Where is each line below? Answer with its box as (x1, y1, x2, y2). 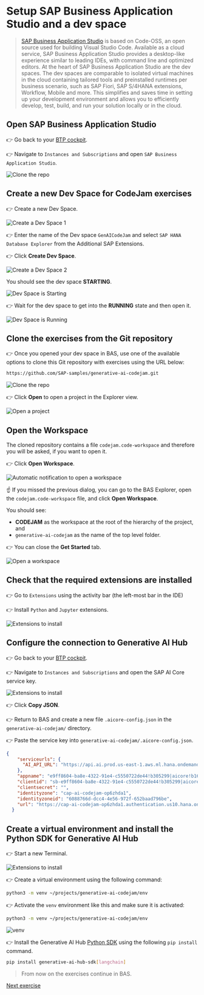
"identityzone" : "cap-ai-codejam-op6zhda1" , (17, 790, 132, 796)
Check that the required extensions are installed (6, 575, 192, 586)
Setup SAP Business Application (6, 4, 173, 18)
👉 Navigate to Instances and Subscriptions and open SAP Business (6, 150, 177, 157)
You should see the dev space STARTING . (6, 278, 112, 285)
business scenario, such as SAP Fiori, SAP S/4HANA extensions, (21, 82, 183, 89)
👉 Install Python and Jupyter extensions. (6, 606, 109, 613)
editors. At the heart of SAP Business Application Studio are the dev (21, 63, 191, 70)
